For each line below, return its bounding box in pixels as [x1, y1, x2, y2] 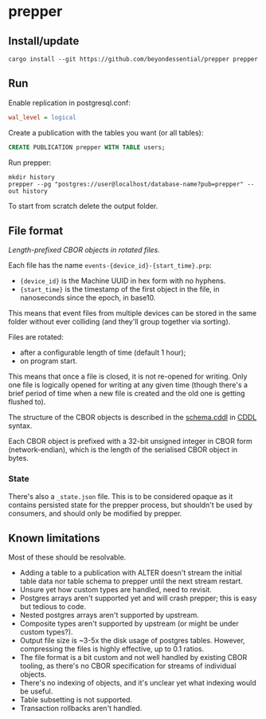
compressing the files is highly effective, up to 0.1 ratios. [19, 644, 205, 654]
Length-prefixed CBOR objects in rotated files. [8, 246, 161, 255]
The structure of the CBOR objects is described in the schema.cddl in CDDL [8, 413, 257, 422]
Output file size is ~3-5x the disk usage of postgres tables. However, [19, 636, 245, 646]
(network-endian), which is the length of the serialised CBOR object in [8, 445, 237, 454]
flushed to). [8, 397, 46, 407]
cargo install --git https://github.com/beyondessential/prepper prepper [8, 55, 259, 63]
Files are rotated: [8, 332, 64, 342]
